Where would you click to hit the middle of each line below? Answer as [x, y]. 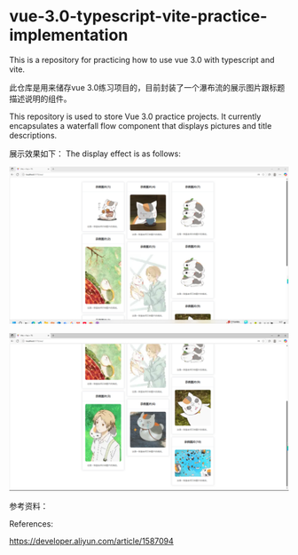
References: [31, 523]
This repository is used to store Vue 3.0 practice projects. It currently [135, 116]
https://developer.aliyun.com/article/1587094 [92, 541]
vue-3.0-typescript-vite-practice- [138, 16]
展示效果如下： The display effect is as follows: [95, 154]
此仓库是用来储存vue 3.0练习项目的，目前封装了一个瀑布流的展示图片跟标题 [147, 87]
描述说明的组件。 [40, 99]
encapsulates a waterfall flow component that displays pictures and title [141, 125]
